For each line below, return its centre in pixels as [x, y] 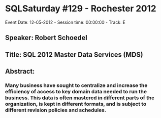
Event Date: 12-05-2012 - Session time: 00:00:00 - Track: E [65, 22]
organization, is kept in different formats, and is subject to [76, 104]
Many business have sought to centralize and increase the [76, 85]
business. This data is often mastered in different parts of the [80, 98]
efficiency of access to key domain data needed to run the [76, 92]
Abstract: [20, 71]
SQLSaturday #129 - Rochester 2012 [81, 9]
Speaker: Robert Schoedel [46, 38]
